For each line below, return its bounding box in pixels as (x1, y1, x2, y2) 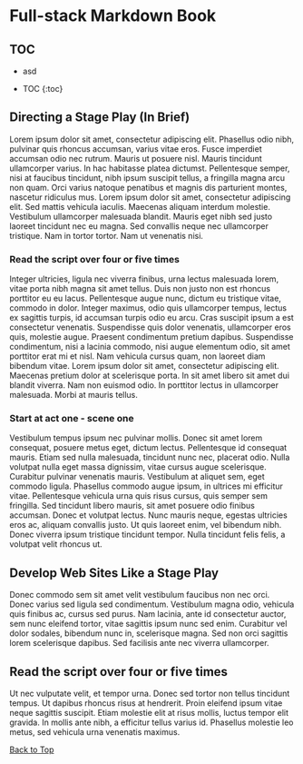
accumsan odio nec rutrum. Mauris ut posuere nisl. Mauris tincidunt (9, 153, 263, 164)
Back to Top (9, 744, 54, 755)
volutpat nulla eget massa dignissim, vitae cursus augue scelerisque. (9, 461, 268, 472)
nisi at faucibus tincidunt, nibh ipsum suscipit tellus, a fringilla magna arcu (9, 172, 286, 183)
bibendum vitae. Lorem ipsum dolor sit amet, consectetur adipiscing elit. (9, 361, 279, 372)
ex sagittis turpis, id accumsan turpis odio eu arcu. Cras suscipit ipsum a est (9, 313, 295, 323)
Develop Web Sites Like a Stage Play (9, 565, 220, 580)
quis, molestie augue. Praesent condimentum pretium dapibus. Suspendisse (9, 332, 294, 342)
